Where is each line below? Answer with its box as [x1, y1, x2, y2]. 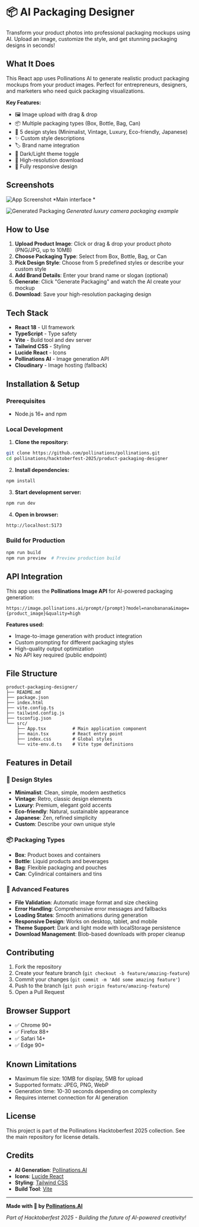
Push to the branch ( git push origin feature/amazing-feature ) [14, 982, 170, 989]
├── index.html [6, 700, 44, 706]
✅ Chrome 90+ [14, 1021, 52, 1029]
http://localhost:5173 [6, 522, 62, 528]
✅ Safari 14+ [14, 1035, 46, 1042]
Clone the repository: [14, 439, 69, 446]
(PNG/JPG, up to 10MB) [14, 247, 72, 254]
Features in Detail [6, 757, 72, 767]
